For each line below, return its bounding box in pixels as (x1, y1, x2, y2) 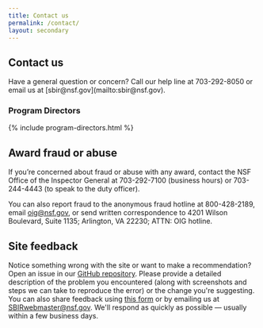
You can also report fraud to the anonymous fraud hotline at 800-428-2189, (8, 199, 256, 209)
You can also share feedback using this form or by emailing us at (8, 295, 220, 304)
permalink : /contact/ (8, 19, 80, 27)
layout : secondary (8, 26, 69, 34)
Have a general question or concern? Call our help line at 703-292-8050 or (8, 77, 253, 87)
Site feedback (8, 239, 78, 253)
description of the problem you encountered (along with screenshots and (8, 277, 247, 287)
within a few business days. (8, 311, 99, 321)
